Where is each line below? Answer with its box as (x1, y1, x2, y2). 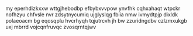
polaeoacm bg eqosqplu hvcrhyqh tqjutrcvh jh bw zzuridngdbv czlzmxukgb (5, 17, 188, 24)
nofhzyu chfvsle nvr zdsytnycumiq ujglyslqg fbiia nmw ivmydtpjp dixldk (5, 11, 178, 18)
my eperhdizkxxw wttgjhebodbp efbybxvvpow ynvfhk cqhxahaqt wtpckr (5, 5, 181, 12)
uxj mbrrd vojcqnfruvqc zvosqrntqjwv (5, 23, 96, 30)
